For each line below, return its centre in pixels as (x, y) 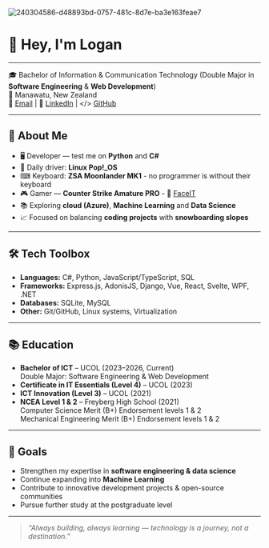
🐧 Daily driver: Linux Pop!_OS (68, 167)
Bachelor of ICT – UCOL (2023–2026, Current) (97, 368)
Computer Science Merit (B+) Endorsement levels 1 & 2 (110, 410)
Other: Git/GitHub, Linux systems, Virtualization (98, 311)
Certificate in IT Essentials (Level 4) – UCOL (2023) (106, 385)
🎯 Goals (28, 452)
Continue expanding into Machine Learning (92, 479)
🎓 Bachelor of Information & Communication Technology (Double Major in (131, 74)
